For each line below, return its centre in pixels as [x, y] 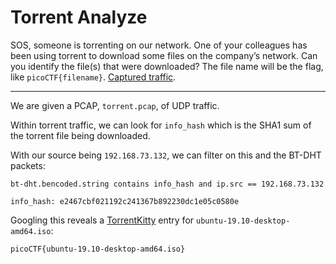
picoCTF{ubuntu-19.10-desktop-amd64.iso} [98, 249]
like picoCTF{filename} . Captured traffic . [93, 77]
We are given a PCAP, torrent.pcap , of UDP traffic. [115, 105]
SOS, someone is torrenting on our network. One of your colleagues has [159, 45]
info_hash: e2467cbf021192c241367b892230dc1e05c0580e [125, 201]
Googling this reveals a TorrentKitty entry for [102, 220]
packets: [28, 165]
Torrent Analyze [79, 17]
